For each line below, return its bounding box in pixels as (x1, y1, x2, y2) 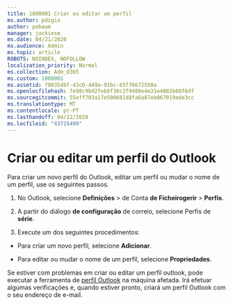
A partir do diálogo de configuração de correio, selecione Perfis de (17, 207, 211, 216)
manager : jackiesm (7, 29, 61, 37)
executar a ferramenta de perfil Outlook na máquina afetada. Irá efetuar (7, 276, 212, 284)
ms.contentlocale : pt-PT (7, 107, 79, 114)
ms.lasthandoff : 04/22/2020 (7, 113, 89, 120)
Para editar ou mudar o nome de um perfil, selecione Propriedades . (17, 255, 212, 264)
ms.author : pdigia (7, 17, 61, 24)
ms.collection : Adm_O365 (7, 68, 79, 75)
